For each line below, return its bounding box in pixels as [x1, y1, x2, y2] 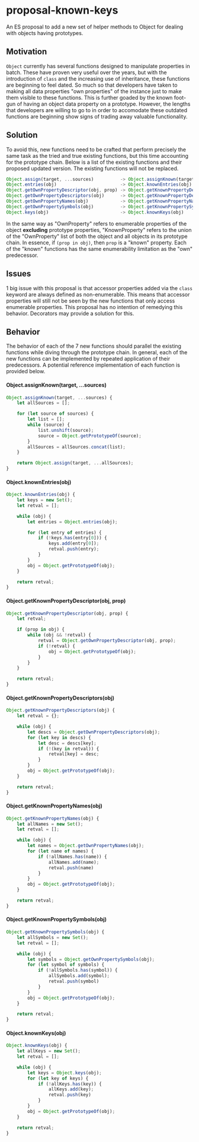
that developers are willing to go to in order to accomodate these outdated [6, 106, 188, 113]
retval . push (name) [48, 864, 94, 871]
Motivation [6, 47, 47, 57]
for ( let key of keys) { [27, 1075, 89, 1081]
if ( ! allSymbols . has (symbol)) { [37, 968, 118, 974]
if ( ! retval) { [37, 643, 76, 649]
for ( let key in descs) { [27, 734, 92, 740]
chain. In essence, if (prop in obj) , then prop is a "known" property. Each [6, 238, 187, 246]
